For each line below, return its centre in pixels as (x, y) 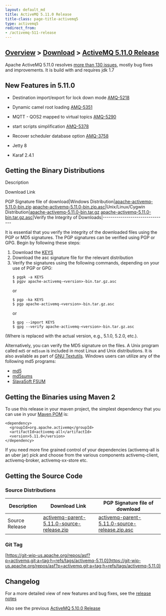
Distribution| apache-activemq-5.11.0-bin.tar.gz (52, 212)
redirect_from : (21, 28)
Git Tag (14, 544)
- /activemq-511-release (31, 33)
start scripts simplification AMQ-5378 (50, 126)
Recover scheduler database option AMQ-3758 (60, 136)
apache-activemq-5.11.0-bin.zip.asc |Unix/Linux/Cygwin (89, 207)
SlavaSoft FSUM (29, 381)
